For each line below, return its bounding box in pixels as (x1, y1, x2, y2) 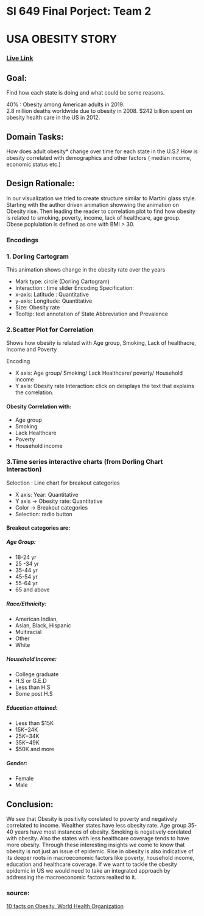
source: (6, 889, 30, 897)
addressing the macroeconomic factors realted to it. (6, 874, 137, 881)
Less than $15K (15, 719, 54, 727)
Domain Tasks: (6, 131, 64, 142)
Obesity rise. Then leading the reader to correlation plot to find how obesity (6, 207, 196, 215)
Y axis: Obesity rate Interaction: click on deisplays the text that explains (15, 383, 195, 390)
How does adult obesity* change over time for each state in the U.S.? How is (6, 148, 198, 155)
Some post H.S (15, 690, 53, 698)
